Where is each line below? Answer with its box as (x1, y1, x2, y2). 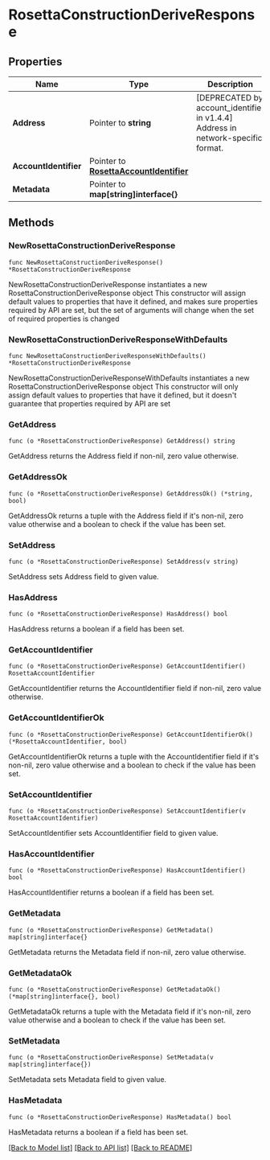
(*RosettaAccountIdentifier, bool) (8, 738, 128, 746)
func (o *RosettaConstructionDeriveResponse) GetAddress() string (8, 437, 235, 446)
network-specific (195, 133, 263, 143)
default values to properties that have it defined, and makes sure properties (8, 296, 259, 306)
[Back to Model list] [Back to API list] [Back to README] (8, 1142, 193, 1152)
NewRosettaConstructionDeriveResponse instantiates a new (8, 279, 207, 289)
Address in (195, 122, 237, 134)
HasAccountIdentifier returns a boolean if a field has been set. (8, 887, 215, 898)
